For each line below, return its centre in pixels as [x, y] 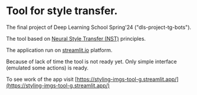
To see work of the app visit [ [42, 79]
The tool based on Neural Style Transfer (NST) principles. [76, 38]
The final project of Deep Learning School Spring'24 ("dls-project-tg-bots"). [99, 27]
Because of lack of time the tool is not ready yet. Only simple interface [91, 61]
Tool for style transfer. [62, 11]
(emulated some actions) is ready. [47, 68]
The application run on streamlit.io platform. [59, 50]
